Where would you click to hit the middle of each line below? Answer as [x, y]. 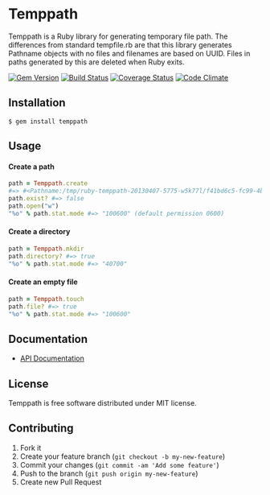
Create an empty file [43, 282]
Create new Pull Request [61, 482]
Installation [37, 103]
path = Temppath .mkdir [46, 249]
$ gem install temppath [48, 122]
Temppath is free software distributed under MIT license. [102, 403]
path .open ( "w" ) [34, 206]
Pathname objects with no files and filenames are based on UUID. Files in [129, 53]
